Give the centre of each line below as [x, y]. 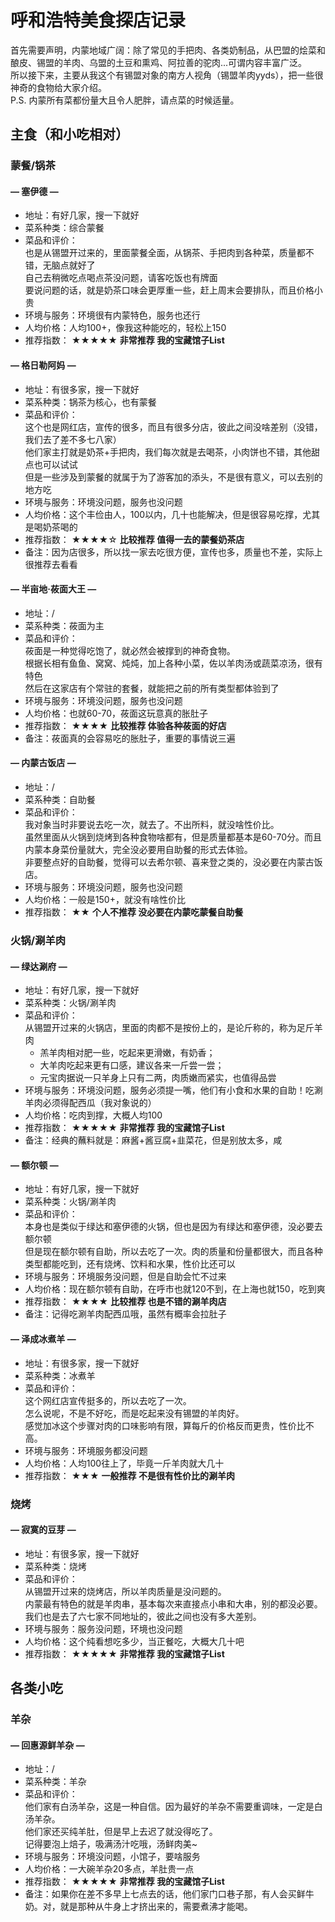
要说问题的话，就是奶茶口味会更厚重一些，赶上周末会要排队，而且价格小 [173, 290]
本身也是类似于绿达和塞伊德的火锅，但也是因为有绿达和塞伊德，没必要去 [173, 1227]
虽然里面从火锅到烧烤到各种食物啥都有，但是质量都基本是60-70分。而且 [173, 837]
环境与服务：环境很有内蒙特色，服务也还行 [112, 315]
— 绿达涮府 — [39, 966]
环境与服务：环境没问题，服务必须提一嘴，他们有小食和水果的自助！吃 [169, 1090]
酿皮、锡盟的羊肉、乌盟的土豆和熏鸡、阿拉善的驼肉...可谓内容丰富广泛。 [159, 62]
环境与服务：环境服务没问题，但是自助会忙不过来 [125, 1277]
